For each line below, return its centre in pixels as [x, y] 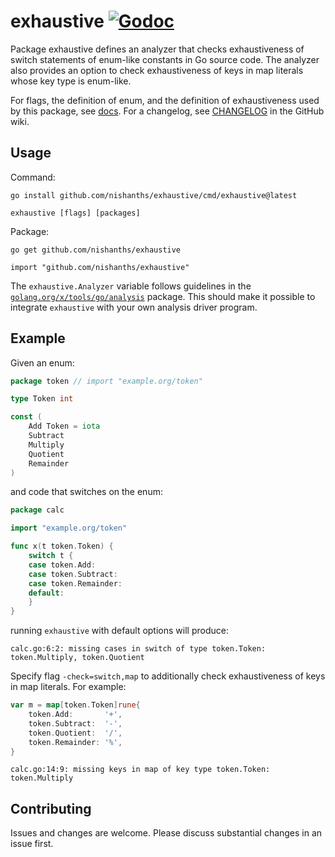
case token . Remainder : [75, 583]
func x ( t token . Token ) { [62, 546]
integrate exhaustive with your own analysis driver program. [134, 307]
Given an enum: [42, 362]
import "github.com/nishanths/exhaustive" [100, 267]
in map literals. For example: [68, 687]
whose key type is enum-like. [71, 81]
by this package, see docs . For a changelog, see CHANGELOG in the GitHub [167, 111]
